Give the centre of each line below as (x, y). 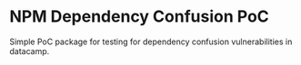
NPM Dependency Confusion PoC (140, 17)
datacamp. (30, 51)
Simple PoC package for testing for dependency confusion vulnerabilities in (151, 42)
